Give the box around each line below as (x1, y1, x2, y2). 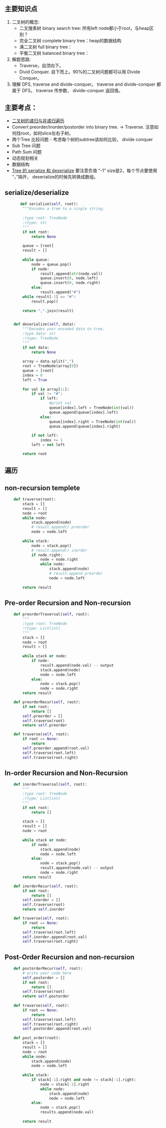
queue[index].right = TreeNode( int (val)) (49, 419, 136, 424)
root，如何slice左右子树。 (20, 130, 74, 136)
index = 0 (22, 373, 43, 378)
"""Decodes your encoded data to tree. (22, 326, 105, 331)
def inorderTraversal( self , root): (13, 782, 87, 787)
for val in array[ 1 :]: (22, 387, 70, 392)
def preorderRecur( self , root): (13, 700, 81, 705)
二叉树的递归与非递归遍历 (11, 118, 65, 124)
